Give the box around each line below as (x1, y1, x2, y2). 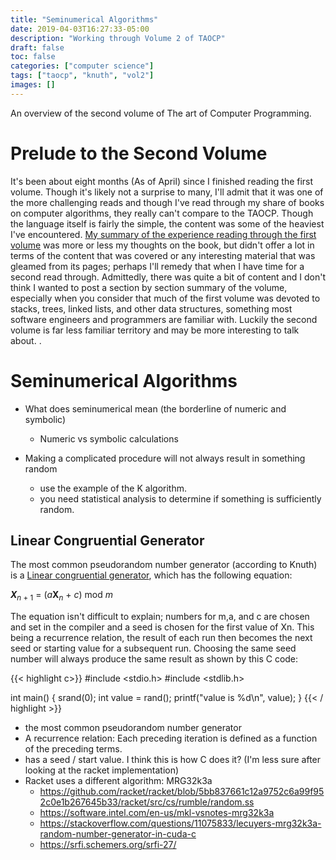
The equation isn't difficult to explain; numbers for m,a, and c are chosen (10, 611, 310, 623)
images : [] (10, 80, 56, 90)
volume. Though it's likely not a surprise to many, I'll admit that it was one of (10, 186, 324, 198)
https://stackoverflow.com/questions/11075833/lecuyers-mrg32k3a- (39, 817, 322, 830)
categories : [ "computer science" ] (10, 61, 155, 71)
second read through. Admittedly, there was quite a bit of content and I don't (10, 271, 326, 283)
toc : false (10, 52, 56, 62)
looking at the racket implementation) (24, 764, 180, 776)
